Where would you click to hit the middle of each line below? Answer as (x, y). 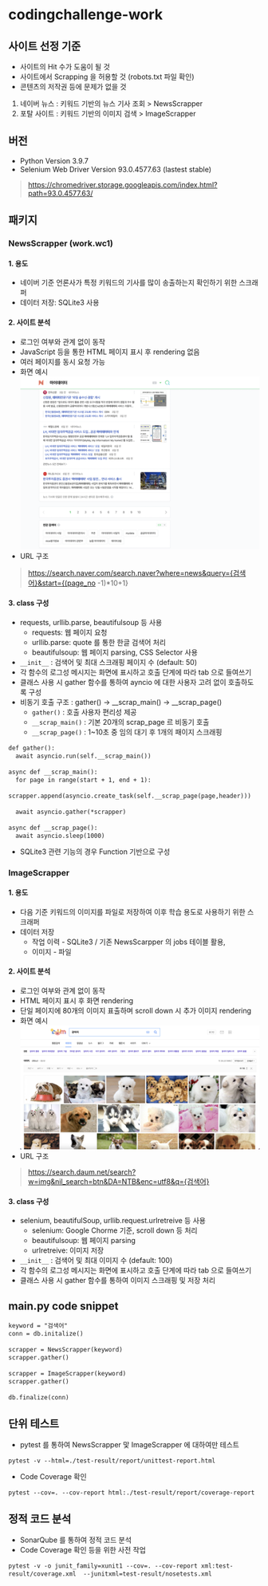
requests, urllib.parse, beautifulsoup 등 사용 (91, 622)
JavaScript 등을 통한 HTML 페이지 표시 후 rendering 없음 (110, 352)
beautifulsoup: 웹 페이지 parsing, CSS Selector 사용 (114, 652)
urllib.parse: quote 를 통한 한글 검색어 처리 (99, 642)
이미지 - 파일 (51, 951)
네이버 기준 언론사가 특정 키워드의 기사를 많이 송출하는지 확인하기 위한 (128, 283)
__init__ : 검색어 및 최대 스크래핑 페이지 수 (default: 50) (108, 662)
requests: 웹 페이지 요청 (69, 632)
